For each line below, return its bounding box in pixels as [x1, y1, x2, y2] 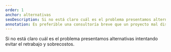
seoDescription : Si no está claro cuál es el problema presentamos [5, 17, 152, 22]
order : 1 [5, 7, 24, 13]
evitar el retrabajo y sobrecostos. [5, 41, 75, 47]
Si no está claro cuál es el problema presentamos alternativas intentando [5, 36, 158, 42]
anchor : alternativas [5, 12, 51, 17]
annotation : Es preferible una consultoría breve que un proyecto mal [5, 21, 158, 27]
